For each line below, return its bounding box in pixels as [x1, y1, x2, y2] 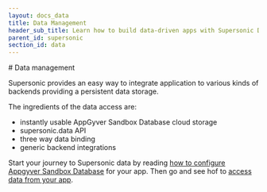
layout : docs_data [8, 11, 69, 20]
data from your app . [8, 175, 74, 185]
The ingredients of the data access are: [8, 102, 137, 112]
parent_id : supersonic [8, 33, 83, 42]
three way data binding [19, 134, 95, 144]
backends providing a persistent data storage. [8, 86, 159, 96]
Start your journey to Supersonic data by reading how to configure [8, 158, 226, 167]
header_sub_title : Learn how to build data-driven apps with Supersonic [8, 26, 254, 34]
